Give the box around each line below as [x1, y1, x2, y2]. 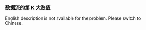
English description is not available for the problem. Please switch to [5, 15, 141, 21]
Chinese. [5, 20, 23, 26]
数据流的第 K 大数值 [5, 4, 51, 10]
